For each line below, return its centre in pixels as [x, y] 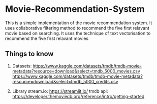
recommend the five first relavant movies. [47, 38]
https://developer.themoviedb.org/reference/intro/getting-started [78, 96]
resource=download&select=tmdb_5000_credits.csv [65, 81]
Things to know [29, 54]
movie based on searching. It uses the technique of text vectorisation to [78, 33]
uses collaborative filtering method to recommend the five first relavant [77, 28]
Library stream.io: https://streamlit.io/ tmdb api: [60, 91]
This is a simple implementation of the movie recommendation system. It [79, 23]
